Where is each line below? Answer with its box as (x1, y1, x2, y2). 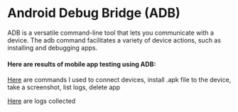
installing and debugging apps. (7, 43, 98, 52)
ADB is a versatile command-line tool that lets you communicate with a (7, 28, 215, 37)
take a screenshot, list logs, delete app (7, 83, 121, 91)
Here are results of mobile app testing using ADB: (7, 60, 156, 68)
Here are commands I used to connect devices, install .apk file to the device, (7, 76, 232, 84)
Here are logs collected (7, 97, 76, 106)
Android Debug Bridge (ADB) (7, 5, 181, 21)
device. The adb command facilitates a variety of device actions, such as (7, 35, 222, 44)
